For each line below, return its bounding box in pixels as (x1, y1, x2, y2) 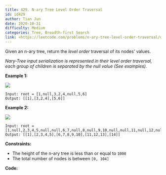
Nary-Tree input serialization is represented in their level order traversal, (5, 58, 152, 64)
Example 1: (5, 73, 28, 79)
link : (5, 35, 16, 40)
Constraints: (5, 140, 32, 146)
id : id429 (5, 12, 26, 17)
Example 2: (5, 104, 29, 110)
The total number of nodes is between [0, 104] (12, 155, 110, 161)
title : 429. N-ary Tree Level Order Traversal (5, 7, 103, 12)
